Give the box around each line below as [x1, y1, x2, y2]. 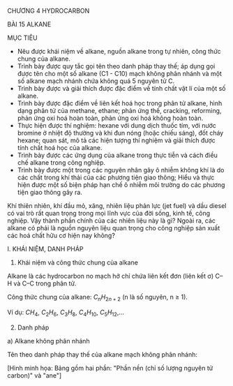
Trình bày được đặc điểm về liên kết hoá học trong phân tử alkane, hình [17, 99, 223, 107]
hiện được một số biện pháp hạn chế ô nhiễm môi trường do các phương [17, 181, 225, 188]
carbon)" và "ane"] [7, 371, 62, 380]
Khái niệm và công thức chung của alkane [17, 258, 138, 267]
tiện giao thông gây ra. [17, 188, 82, 196]
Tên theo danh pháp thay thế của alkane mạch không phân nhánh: [7, 350, 197, 359]
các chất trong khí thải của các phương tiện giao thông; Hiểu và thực [17, 173, 215, 181]
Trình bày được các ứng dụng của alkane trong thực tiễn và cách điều [17, 151, 218, 159]
